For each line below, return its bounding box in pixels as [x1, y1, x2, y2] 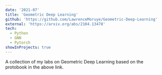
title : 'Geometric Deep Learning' [5, 12, 79, 17]
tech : [5, 26, 17, 31]
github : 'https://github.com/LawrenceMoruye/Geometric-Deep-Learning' [5, 17, 158, 22]
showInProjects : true [5, 45, 51, 50]
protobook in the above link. [5, 64, 64, 70]
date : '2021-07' [5, 7, 40, 13]
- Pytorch [10, 40, 30, 45]
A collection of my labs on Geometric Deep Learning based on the [5, 58, 144, 64]
